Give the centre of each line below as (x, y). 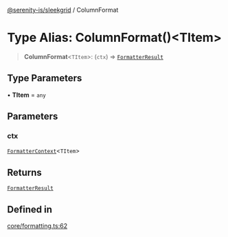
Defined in (30, 209)
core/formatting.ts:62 (37, 226)
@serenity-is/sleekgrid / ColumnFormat (63, 10)
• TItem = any (27, 95)
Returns (25, 172)
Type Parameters (45, 78)
